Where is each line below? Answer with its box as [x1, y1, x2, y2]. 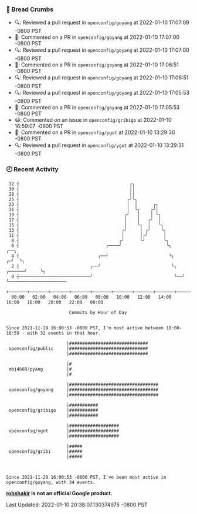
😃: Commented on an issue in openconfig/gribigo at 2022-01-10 [14, 116, 172, 124]
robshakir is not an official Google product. [6, 489, 113, 496]
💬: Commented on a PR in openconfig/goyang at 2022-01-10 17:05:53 [14, 104, 180, 111]
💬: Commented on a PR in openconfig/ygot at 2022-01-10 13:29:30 [14, 129, 175, 136]
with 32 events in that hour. [27, 330, 101, 336]
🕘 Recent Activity [6, 165, 59, 173]
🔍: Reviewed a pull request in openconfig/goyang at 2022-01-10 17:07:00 [14, 46, 189, 54]
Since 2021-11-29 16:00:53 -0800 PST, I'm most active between [6, 325, 164, 331]
